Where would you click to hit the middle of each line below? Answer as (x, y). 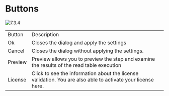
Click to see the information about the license (85, 73)
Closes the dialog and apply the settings (79, 42)
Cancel (16, 51)
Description (46, 34)
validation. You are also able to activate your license (93, 79)
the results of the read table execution (77, 65)
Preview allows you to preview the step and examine (94, 59)
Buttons (22, 9)
